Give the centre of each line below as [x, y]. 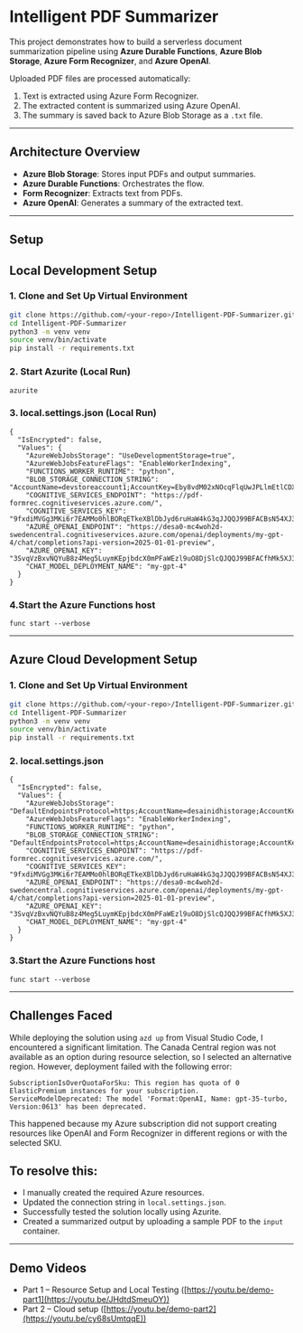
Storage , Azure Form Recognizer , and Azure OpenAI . [110, 61]
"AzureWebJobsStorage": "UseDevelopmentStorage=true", [131, 455]
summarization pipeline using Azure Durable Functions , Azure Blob [136, 51]
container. [41, 1231]
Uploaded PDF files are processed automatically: [100, 78]
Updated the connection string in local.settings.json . [124, 1202]
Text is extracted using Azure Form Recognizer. [110, 96]
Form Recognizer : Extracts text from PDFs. [102, 193]
